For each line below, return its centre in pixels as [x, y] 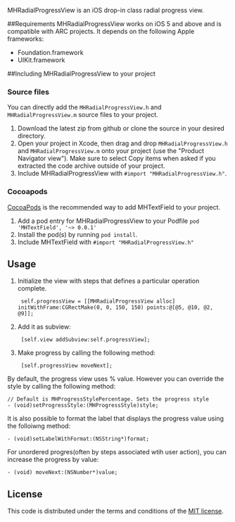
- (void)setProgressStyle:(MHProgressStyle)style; [83, 406]
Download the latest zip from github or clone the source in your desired [121, 128]
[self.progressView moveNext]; [66, 366]
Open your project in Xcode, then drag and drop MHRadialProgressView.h [122, 143]
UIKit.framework [41, 60]
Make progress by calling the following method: [87, 353]
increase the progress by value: [53, 460]
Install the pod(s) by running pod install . [77, 234]
